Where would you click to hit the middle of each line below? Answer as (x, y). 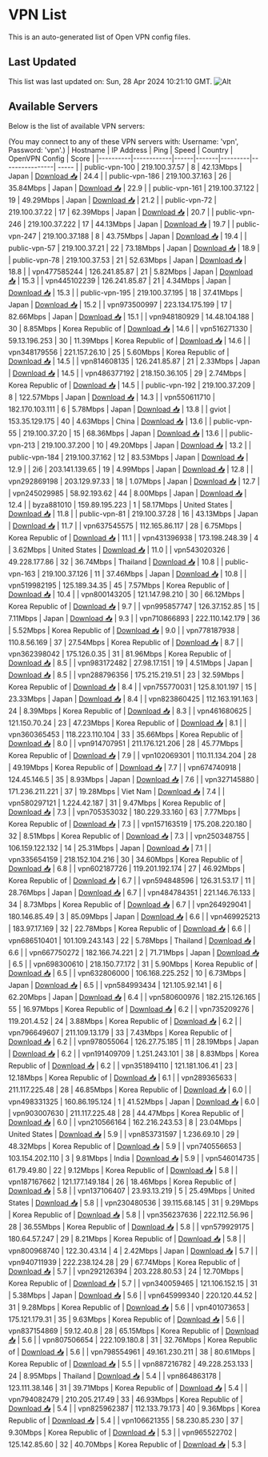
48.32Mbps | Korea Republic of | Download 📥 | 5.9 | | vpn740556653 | (125, 1146)
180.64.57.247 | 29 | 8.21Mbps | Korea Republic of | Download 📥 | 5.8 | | (127, 1238)
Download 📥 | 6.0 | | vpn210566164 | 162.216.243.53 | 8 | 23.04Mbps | (125, 1122)
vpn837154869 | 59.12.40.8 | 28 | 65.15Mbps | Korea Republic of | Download (134, 1331)
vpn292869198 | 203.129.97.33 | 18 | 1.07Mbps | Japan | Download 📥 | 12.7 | (134, 481)
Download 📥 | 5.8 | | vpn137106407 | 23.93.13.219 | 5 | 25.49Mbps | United (132, 1190)
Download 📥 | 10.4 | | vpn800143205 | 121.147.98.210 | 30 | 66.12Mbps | (127, 594)
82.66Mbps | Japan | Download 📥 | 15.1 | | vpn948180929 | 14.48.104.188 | (131, 316)
